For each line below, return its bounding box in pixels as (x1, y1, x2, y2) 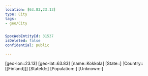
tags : (5, 16, 16, 21)
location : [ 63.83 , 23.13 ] (5, 7, 56, 12)
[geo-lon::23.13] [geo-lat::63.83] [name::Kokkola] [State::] (5, 60, 122, 66)
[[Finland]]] (5, 65, 28, 71)
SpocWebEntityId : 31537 (5, 34, 54, 39)
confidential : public (5, 43, 50, 48)
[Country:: (122, 60, 144, 66)
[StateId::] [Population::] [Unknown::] (29, 65, 104, 71)
